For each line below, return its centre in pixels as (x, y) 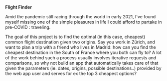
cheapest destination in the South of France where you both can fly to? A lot (83, 52)
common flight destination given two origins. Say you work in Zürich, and (80, 42)
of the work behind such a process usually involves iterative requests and (81, 58)
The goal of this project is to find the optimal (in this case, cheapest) (75, 37)
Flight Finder (19, 7)
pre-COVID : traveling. (28, 27)
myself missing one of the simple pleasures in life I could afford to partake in (83, 22)
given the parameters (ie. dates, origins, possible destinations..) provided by (83, 68)
